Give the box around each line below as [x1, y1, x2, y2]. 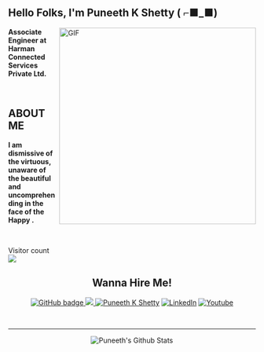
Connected [8, 52, 46, 61]
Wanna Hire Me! [91, 277, 173, 290]
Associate [8, 27, 42, 36]
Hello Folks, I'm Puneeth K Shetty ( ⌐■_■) [8, 6, 218, 20]
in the [24, 198, 44, 207]
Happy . [8, 215, 35, 225]
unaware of [8, 165, 46, 174]
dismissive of [8, 148, 53, 158]
